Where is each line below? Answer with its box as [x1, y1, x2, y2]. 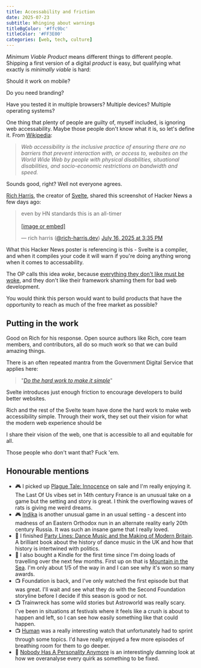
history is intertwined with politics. [14, 544, 100, 552]
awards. [14, 570, 35, 577]
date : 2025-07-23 [6, 14, 50, 20]
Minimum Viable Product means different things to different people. [6, 53, 173, 60]
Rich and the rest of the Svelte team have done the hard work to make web [6, 406, 191, 414]
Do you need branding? [6, 89, 64, 96]
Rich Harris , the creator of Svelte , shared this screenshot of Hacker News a [6, 192, 193, 199]
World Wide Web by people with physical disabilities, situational [20, 156, 180, 163]
